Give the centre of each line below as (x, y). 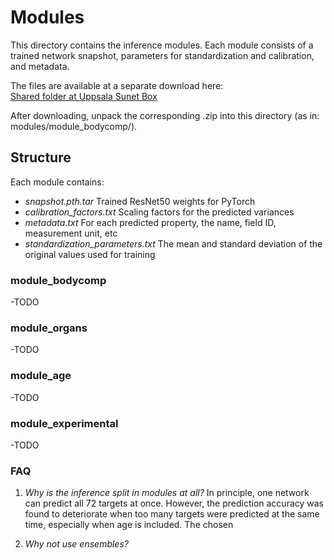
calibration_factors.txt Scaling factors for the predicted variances (159, 212)
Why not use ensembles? (76, 544)
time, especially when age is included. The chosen (129, 525)
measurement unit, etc (71, 233)
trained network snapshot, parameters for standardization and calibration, (162, 55)
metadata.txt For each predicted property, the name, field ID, (150, 222)
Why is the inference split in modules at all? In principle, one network (167, 493)
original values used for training (90, 254)
